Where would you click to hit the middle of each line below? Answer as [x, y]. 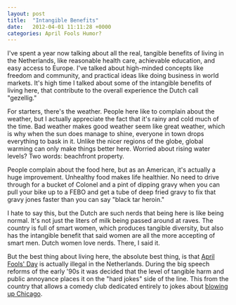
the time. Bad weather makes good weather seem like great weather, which [116, 126]
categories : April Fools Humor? [54, 33]
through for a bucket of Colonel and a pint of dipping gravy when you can [113, 185]
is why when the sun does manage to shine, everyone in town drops [106, 134]
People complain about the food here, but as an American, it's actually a [112, 170]
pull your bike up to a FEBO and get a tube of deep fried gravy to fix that [112, 192]
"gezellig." [22, 98]
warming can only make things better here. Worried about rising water [109, 149]
